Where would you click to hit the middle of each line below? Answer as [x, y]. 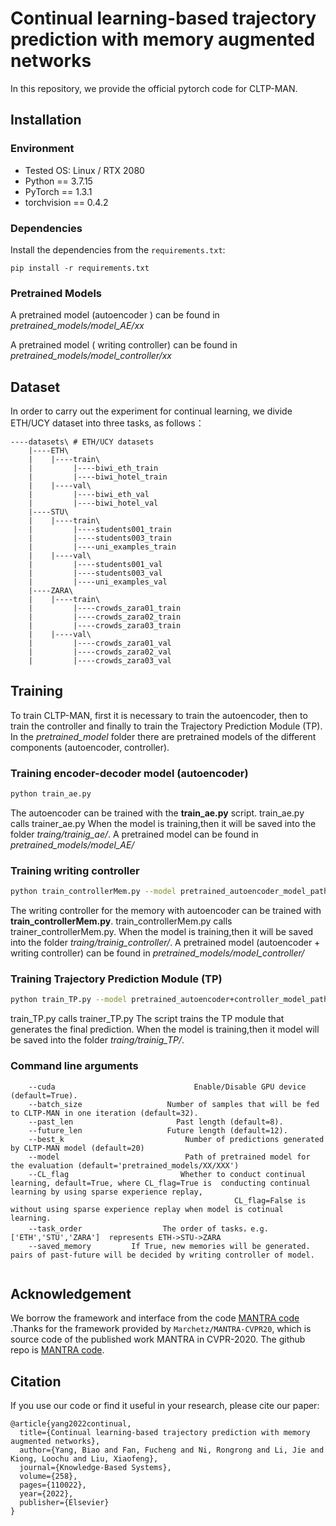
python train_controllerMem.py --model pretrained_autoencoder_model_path [169, 892]
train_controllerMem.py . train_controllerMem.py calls [121, 921]
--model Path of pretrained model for [169, 1157]
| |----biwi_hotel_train [98, 477]
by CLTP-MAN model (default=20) [77, 1148]
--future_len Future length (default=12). [158, 1130]
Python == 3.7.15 [58, 181]
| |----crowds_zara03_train [105, 626]
